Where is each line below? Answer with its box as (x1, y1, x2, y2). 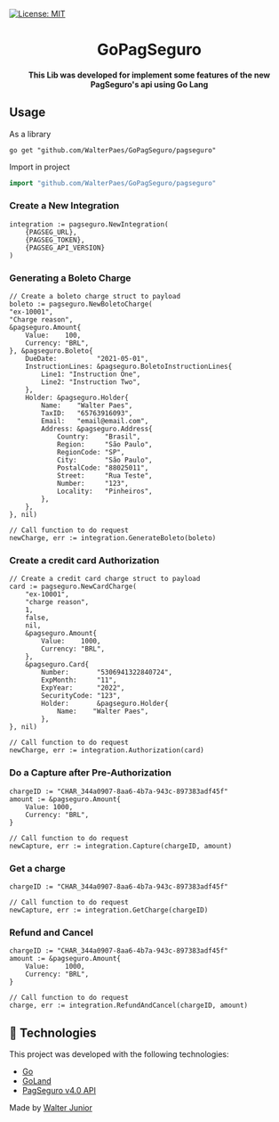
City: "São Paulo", (56, 455, 153, 465)
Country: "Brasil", (56, 432, 141, 441)
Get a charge (9, 862, 66, 874)
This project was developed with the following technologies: (9, 1049, 229, 1060)
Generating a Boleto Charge (9, 272, 132, 284)
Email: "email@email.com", (41, 417, 149, 426)
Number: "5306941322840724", (41, 668, 173, 677)
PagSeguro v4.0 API (21, 1085, 96, 1096)
